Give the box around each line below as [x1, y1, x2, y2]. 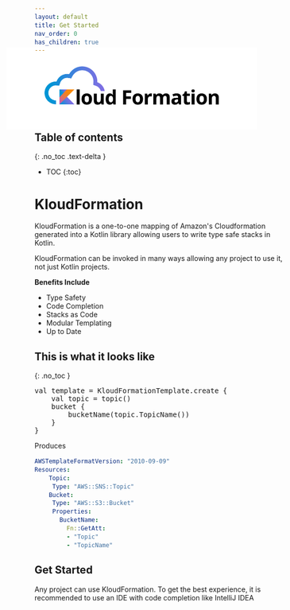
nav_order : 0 [34, 29, 78, 37]
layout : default [34, 13, 88, 21]
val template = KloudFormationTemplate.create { [34, 387, 227, 395]
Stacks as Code [45, 310, 98, 320]
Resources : [34, 465, 71, 473]
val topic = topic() [51, 394, 131, 403]
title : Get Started [34, 21, 99, 29]
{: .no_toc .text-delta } [34, 152, 106, 161]
